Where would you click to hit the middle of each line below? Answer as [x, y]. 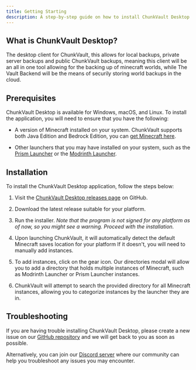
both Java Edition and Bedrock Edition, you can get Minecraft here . [95, 136]
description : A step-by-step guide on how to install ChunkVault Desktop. [99, 17]
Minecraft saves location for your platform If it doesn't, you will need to [100, 244]
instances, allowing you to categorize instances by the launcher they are [102, 291]
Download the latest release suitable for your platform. [80, 209]
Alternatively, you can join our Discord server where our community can [93, 354]
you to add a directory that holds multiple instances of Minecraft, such [99, 268]
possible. [17, 343]
